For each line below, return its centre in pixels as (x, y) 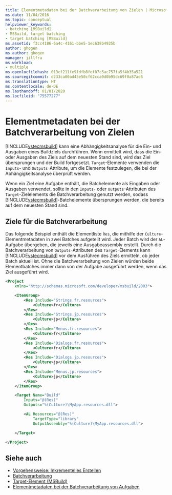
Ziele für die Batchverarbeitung (56, 221)
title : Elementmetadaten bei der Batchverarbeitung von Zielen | (76, 10)
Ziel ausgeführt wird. (27, 272)
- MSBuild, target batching (35, 34)
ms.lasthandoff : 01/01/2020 (35, 91)
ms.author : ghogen (25, 53)
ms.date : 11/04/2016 (27, 15)
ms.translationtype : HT (31, 82)
